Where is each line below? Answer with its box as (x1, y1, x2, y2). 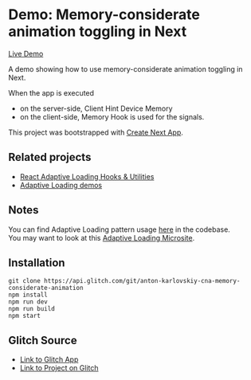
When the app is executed (8, 88, 94, 97)
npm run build (8, 305, 56, 313)
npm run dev (8, 298, 48, 306)
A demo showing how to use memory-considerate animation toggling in (8, 64, 243, 73)
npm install (8, 291, 48, 300)
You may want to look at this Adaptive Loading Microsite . (8, 233, 195, 242)
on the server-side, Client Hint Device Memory (19, 104, 173, 113)
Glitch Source (8, 333, 77, 347)
